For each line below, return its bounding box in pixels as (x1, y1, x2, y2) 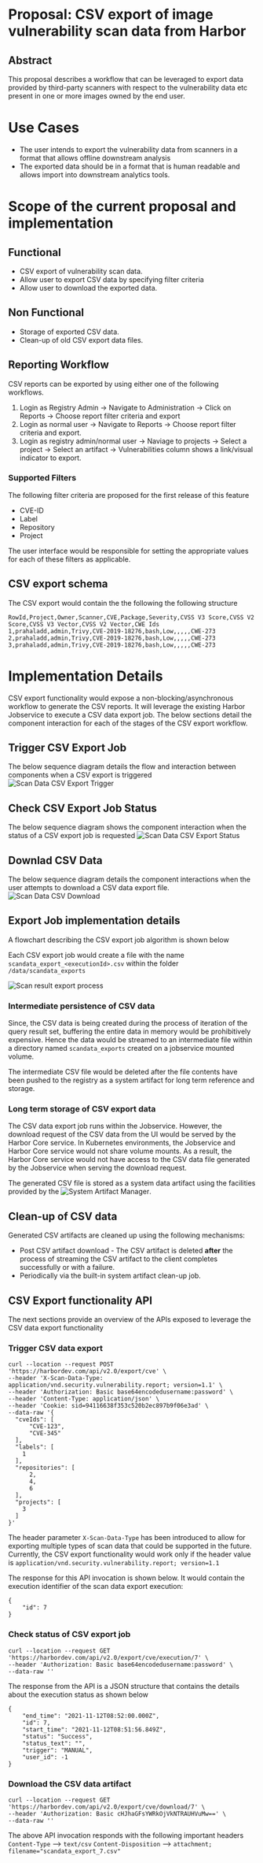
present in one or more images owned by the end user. (8, 91, 186, 100)
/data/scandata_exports (8, 967, 86, 974)
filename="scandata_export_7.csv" (8, 1847, 122, 1855)
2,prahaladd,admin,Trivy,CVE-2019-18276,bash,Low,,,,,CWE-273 (8, 634, 216, 642)
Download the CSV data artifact (8, 1778, 132, 1789)
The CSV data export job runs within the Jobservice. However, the (8, 1121, 222, 1131)
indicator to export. (19, 453, 82, 462)
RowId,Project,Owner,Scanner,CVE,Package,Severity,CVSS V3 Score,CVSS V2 (8, 613, 255, 622)
